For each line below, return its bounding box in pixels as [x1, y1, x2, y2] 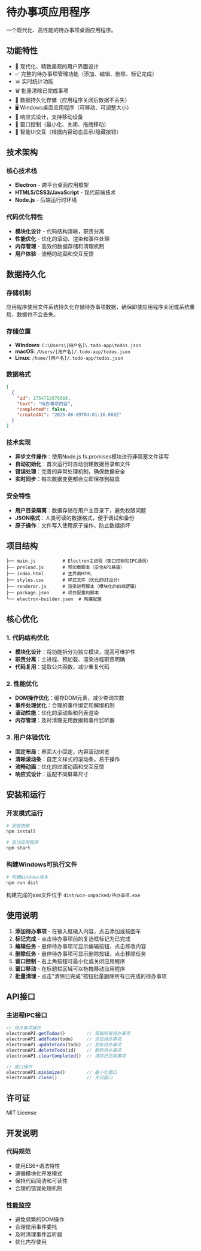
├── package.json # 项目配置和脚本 [6, 590, 99, 596]
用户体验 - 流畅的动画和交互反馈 [14, 250, 95, 257]
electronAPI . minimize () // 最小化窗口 [6, 1069, 117, 1075]
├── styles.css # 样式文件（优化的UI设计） [6, 577, 123, 584]
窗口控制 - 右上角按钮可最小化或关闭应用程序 [14, 957, 126, 964]
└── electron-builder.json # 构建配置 [6, 596, 102, 602]
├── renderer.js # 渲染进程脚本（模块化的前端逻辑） [6, 584, 139, 590]
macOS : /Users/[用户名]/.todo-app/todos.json [14, 348, 130, 355]
